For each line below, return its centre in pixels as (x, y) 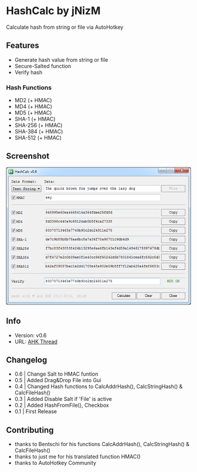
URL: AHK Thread (36, 342)
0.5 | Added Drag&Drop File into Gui (58, 380)
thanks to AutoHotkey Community (55, 463)
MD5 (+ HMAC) (33, 113)
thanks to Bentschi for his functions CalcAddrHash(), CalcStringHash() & (102, 444)
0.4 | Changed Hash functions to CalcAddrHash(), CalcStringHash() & (98, 387)
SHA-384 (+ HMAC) (39, 132)
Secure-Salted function (43, 66)
